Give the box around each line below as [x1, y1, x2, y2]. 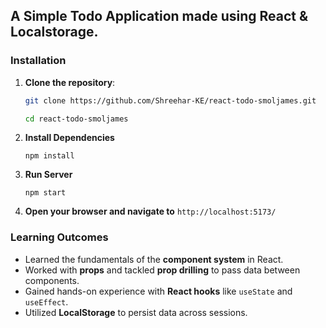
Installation [10, 54, 67, 68]
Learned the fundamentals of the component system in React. [24, 253, 284, 265]
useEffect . [24, 295, 69, 308]
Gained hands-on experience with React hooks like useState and [24, 285, 293, 297]
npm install [24, 151, 75, 161]
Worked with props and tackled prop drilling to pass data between [24, 264, 301, 276]
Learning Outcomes [10, 230, 109, 244]
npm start [24, 188, 67, 198]
